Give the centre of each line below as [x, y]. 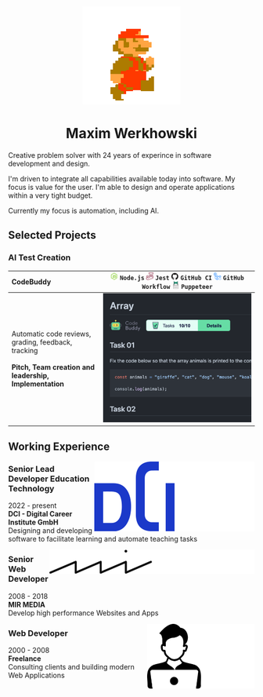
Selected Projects [52, 235]
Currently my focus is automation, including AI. [83, 210]
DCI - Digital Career [40, 514]
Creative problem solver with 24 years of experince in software [110, 155]
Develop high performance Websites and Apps [83, 613]
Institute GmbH [33, 522]
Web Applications [36, 675]
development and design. [49, 163]
